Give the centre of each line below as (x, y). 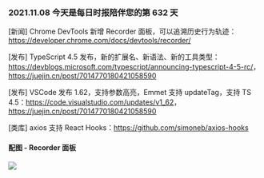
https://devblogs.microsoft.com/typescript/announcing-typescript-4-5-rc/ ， (134, 67)
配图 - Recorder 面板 (42, 147)
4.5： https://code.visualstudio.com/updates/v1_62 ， (95, 102)
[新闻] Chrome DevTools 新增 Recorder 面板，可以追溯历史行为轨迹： (122, 32)
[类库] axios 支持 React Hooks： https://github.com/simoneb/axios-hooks (129, 128)
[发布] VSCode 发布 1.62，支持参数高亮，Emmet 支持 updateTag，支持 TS (130, 93)
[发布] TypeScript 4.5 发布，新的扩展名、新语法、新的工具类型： (114, 57)
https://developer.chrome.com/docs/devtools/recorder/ (100, 41)
